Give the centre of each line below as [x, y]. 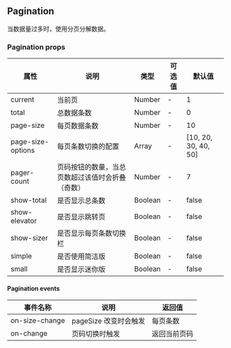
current [22, 100]
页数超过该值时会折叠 [92, 177]
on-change [29, 334]
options [23, 151]
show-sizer [29, 238]
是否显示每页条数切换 [92, 233]
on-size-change [38, 320]
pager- [22, 173]
